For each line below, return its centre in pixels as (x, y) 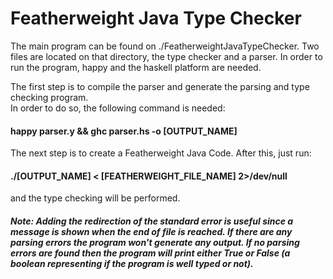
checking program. (49, 97)
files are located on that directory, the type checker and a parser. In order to (166, 56)
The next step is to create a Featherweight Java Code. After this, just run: (161, 153)
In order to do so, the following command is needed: (118, 108)
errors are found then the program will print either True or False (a (150, 253)
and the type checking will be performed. (95, 198)
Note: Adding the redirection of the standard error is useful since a (152, 221)
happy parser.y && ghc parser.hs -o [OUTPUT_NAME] (124, 131)
